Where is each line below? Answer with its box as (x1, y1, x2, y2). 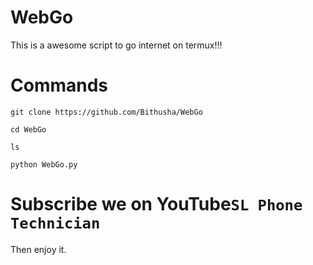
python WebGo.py (10, 159, 78, 170)
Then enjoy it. (10, 243, 67, 255)
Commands (10, 74, 109, 97)
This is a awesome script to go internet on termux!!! (10, 39, 223, 51)
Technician (10, 214, 101, 233)
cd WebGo (10, 124, 47, 135)
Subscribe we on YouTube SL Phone (10, 193, 303, 216)
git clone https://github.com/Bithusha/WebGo (10, 107, 203, 117)
